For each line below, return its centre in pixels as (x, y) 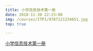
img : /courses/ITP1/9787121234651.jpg (46, 19)
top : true (16, 24)
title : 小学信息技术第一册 (31, 10)
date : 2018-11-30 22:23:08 (34, 15)
